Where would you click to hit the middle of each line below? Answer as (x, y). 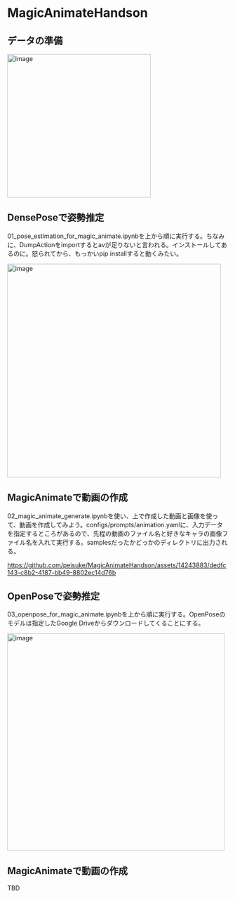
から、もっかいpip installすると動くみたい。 (119, 253)
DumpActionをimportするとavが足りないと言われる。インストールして (120, 244)
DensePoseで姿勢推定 (56, 218)
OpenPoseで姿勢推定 (54, 596)
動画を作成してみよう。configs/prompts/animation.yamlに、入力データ (121, 524)
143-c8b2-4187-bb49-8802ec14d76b (62, 572)
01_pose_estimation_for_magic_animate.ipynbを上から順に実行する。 (107, 236)
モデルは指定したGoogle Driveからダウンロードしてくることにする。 (106, 623)
